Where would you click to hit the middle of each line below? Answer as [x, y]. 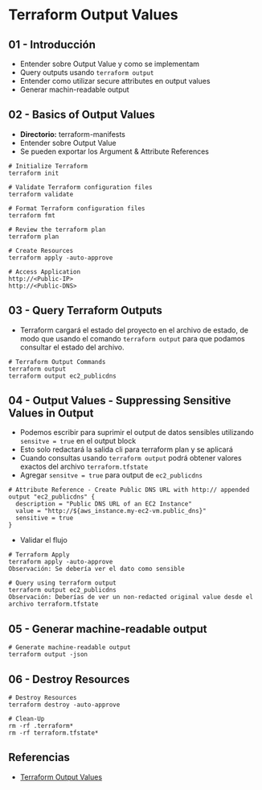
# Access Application [45, 271]
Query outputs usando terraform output [87, 72]
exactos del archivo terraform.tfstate [84, 467]
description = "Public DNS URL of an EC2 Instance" [104, 504]
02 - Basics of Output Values [82, 115]
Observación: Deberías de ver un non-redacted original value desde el [131, 598]
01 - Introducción [52, 45]
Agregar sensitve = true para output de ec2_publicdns [111, 475]
